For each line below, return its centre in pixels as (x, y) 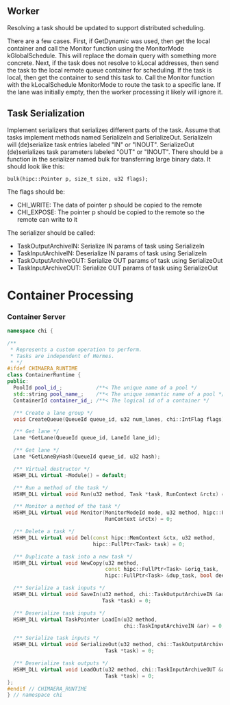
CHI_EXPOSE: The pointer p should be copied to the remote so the (111, 212)
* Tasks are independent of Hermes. (62, 356)
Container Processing (70, 295)
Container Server (37, 316)
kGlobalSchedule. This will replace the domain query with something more (112, 55)
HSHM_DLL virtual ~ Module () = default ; (70, 475)
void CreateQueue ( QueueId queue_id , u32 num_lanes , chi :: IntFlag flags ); (120, 419)
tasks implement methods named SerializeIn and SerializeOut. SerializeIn (110, 137)
